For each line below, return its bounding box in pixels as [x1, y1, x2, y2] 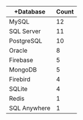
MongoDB [9, 66, 37, 73]
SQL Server [9, 27, 41, 35]
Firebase [9, 56, 34, 64]
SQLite [9, 85, 28, 93]
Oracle [9, 47, 28, 54]
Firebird [9, 75, 31, 83]
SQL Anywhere [9, 104, 51, 112]
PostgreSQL [9, 37, 42, 45]
